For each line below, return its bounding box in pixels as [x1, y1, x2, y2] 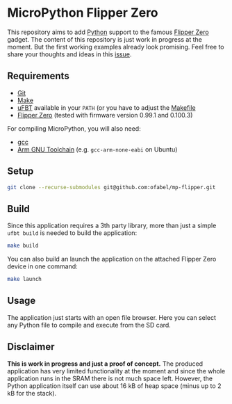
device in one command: [7, 262, 78, 270]
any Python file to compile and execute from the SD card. [7, 321, 172, 329]
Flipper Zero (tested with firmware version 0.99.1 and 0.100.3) [17, 111, 193, 119]
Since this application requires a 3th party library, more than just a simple [7, 221, 217, 230]
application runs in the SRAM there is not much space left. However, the [7, 374, 213, 382]
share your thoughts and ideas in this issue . [7, 50, 132, 58]
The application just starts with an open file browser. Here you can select [7, 313, 217, 321]
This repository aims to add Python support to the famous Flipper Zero [7, 28, 210, 36]
